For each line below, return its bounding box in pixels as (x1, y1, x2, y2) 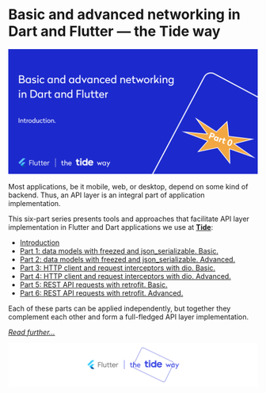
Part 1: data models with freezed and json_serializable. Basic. (19, 246, 219, 255)
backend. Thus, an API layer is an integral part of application (8, 190, 205, 200)
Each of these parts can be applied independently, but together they (8, 303, 231, 313)
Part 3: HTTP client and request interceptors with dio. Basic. (19, 263, 216, 273)
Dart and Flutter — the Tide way (8, 22, 221, 40)
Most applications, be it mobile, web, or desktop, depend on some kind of (8, 181, 249, 191)
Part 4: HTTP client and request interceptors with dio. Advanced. (19, 271, 231, 280)
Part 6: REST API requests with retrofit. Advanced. (19, 288, 184, 298)
